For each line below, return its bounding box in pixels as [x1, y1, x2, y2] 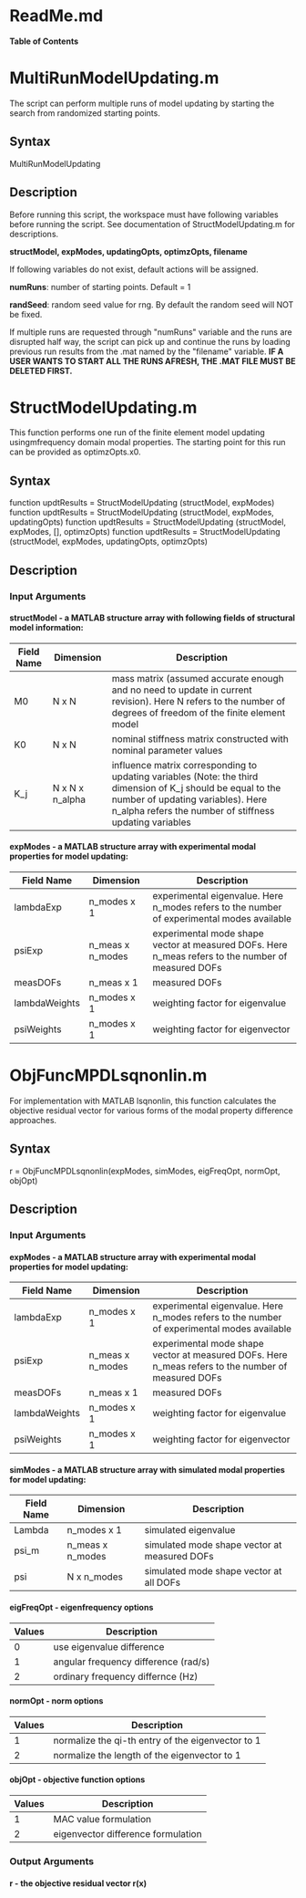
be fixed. [9, 308, 43, 319]
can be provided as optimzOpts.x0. [9, 446, 141, 457]
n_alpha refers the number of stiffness [111, 804, 275, 817]
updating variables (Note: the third [111, 770, 259, 783]
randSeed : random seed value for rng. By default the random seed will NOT [9, 298, 294, 310]
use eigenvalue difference [53, 1640, 165, 1653]
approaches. [9, 1114, 57, 1125]
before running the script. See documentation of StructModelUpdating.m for [9, 218, 296, 229]
